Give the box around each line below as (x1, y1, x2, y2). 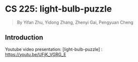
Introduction (5, 33, 44, 42)
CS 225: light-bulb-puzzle (5, 3, 112, 15)
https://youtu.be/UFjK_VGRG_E (5, 51, 66, 57)
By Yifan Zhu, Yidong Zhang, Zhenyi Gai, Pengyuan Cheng (16, 19, 134, 25)
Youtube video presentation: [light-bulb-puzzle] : (5, 46, 103, 52)
